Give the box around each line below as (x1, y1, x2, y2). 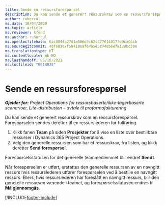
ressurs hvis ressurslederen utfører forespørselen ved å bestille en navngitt (5, 170, 157, 175)
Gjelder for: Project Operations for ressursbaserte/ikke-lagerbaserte (5, 100, 144, 106)
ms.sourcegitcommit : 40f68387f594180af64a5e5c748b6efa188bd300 (5, 44, 137, 49)
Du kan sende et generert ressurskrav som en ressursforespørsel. (5, 114, 138, 121)
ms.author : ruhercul (5, 35, 48, 40)
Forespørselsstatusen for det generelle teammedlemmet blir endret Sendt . (5, 155, 156, 161)
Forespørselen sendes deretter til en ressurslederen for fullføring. (5, 120, 137, 126)
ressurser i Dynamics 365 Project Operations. (12, 135, 105, 140)
